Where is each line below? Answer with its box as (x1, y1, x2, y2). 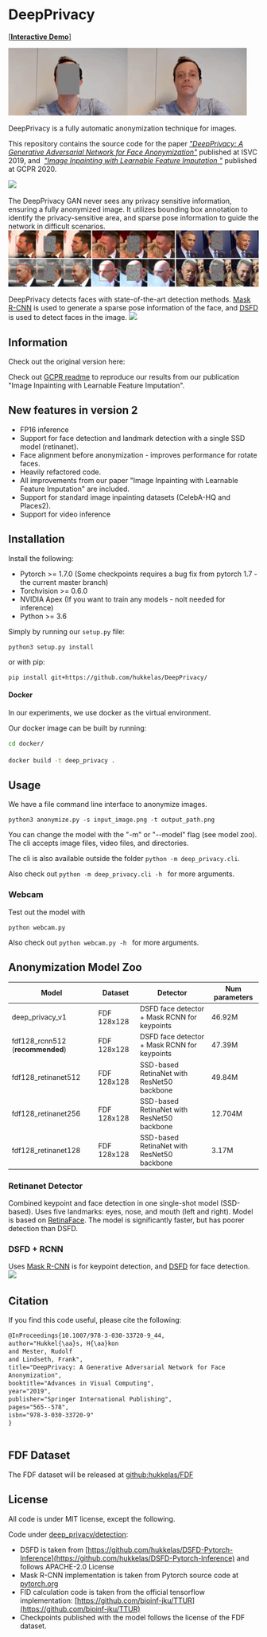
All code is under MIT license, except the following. (8, 1514, 176, 1523)
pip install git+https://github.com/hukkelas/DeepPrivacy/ (8, 673, 208, 681)
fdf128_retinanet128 (11, 1145, 81, 1155)
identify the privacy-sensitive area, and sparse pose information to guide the (8, 212, 259, 222)
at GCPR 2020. (8, 164, 57, 173)
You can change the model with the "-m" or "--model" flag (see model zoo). (8, 830, 257, 840)
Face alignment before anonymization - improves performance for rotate (19, 450, 257, 459)
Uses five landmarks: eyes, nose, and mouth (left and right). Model (34, 1206, 253, 1216)
